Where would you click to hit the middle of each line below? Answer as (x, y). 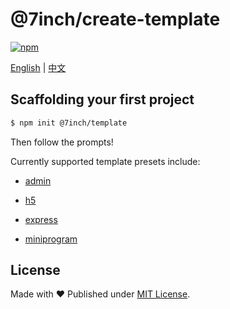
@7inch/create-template (115, 19)
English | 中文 (38, 67)
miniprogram (51, 239)
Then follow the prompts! (62, 142)
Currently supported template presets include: (105, 161)
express (41, 219)
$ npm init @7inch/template (69, 123)
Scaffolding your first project (102, 99)
